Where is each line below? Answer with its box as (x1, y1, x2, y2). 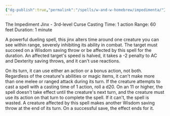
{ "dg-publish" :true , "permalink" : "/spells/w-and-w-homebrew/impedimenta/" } (5, 7, 166, 13)
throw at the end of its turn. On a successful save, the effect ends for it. (5, 105, 154, 111)
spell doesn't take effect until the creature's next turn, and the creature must (5, 89, 164, 95)
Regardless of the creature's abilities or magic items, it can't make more (5, 73, 155, 79)
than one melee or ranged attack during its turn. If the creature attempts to (5, 78, 161, 84)
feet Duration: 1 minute (5, 26, 53, 33)
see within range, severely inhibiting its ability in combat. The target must (5, 41, 158, 48)
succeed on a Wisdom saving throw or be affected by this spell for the (5, 47, 152, 53)
